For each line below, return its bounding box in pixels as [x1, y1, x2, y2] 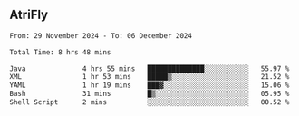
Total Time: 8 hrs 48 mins [9, 47, 111, 57]
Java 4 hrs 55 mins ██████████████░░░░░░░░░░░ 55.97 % [9, 63, 290, 73]
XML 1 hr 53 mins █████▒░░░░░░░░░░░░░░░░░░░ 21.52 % [9, 72, 290, 82]
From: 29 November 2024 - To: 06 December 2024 [9, 31, 193, 40]
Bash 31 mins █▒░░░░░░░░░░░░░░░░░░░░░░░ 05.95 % [9, 90, 290, 99]
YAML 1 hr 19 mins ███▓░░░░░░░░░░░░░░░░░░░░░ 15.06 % [9, 81, 290, 90]
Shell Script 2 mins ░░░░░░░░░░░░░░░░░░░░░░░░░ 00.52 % [9, 98, 290, 107]
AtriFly [9, 7, 49, 23]
